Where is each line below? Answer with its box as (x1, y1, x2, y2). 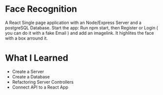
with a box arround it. (5, 35, 48, 41)
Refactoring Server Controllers (12, 79, 74, 85)
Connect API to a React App (12, 84, 68, 90)
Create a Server (12, 69, 44, 74)
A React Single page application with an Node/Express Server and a (5, 20, 142, 25)
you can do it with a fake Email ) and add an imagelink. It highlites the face (5, 30, 154, 36)
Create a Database (12, 73, 50, 79)
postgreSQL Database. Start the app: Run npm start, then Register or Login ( (5, 24, 159, 30)
